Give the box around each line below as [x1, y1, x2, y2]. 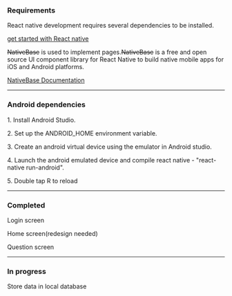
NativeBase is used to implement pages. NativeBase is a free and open [7, 48, 207, 57]
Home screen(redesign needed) [7, 229, 98, 237]
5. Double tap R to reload [7, 176, 78, 185]
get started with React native [7, 35, 89, 43]
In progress [7, 266, 46, 276]
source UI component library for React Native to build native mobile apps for [7, 55, 224, 64]
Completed [7, 200, 46, 210]
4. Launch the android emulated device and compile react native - [7, 156, 195, 164]
